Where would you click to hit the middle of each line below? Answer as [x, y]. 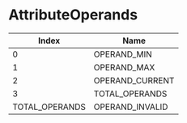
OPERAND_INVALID [131, 107]
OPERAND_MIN [123, 54]
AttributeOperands [73, 15]
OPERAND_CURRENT [134, 80]
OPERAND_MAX [124, 67]
